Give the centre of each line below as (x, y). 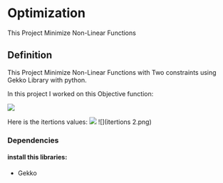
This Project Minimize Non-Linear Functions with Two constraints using (112, 72)
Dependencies (33, 140)
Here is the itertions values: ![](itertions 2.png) (79, 122)
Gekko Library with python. (47, 80)
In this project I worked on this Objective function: (81, 93)
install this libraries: (37, 157)
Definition (30, 55)
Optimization (46, 13)
